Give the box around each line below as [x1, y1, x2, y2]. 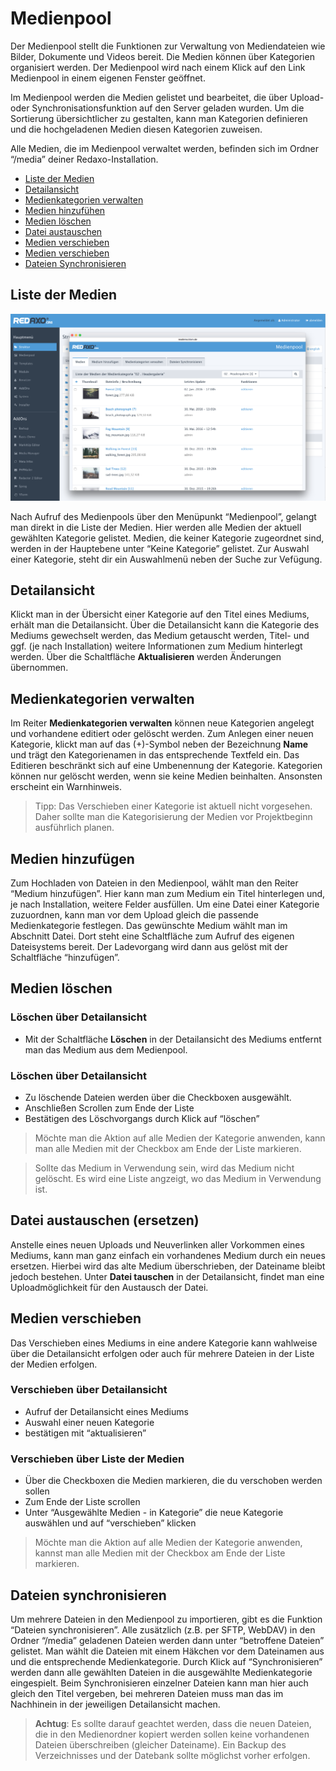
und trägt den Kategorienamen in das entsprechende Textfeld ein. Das [10, 749, 300, 761]
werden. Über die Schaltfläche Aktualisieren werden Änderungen [10, 651, 282, 663]
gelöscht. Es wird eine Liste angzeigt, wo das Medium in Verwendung [34, 1172, 322, 1184]
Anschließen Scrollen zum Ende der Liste [24, 1102, 195, 1114]
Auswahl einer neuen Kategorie [24, 1416, 155, 1428]
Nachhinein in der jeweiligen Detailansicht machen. [10, 1698, 221, 1710]
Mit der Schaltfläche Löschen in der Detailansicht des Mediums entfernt [24, 1033, 322, 1045]
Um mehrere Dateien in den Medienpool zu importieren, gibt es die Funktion [10, 1613, 323, 1625]
